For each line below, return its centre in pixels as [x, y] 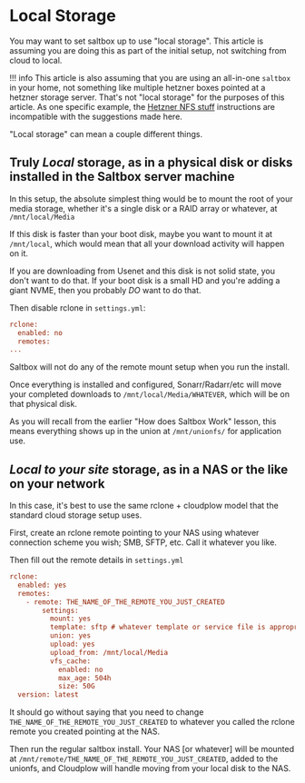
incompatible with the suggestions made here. [96, 116]
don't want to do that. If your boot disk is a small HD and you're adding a [145, 280]
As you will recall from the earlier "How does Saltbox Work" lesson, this [143, 421]
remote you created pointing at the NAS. [85, 731]
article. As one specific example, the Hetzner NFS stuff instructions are [142, 106]
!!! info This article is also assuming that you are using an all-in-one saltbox [150, 77]
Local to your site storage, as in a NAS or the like [149, 469]
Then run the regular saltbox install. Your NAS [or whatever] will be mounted [152, 749]
